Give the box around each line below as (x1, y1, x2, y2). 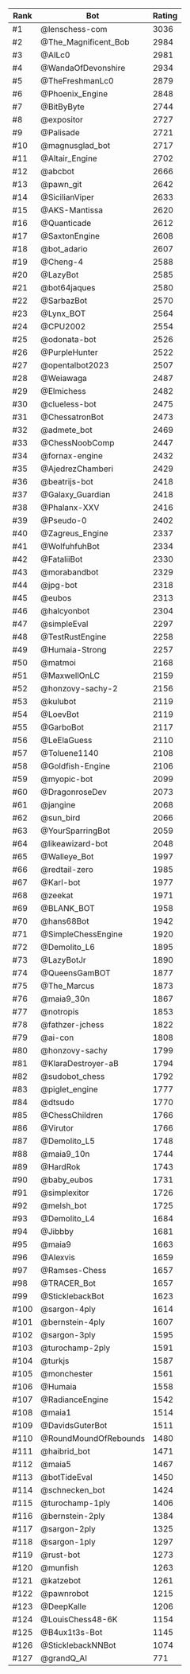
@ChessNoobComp (40, 438, 115, 448)
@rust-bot (40, 1549, 81, 1560)
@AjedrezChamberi (40, 463, 113, 474)
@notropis (40, 1006, 79, 1017)
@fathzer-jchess (40, 1019, 104, 1030)
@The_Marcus (40, 980, 95, 991)
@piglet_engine (40, 1084, 99, 1095)
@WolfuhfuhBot (40, 541, 101, 551)
